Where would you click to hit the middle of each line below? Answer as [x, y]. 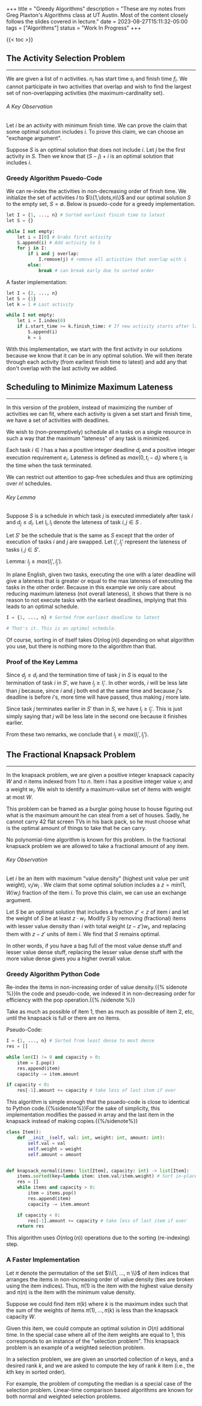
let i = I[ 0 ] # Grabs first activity [64, 237]
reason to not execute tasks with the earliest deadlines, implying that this [96, 600]
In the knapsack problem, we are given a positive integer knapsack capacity [100, 775]
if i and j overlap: [54, 254]
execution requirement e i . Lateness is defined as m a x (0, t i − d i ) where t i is [97, 458]
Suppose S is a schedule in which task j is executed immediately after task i [100, 516]
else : [35, 265]
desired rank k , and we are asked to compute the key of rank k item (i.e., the [101, 1365]
